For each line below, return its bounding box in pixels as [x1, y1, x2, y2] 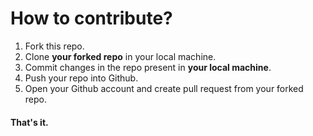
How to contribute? [10, 7, 173, 30]
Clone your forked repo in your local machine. [24, 50, 217, 62]
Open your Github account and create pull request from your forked [24, 82, 304, 94]
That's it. [10, 116, 49, 128]
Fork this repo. [24, 40, 85, 52]
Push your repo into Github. [24, 72, 139, 84]
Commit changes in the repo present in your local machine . [24, 61, 272, 73]
